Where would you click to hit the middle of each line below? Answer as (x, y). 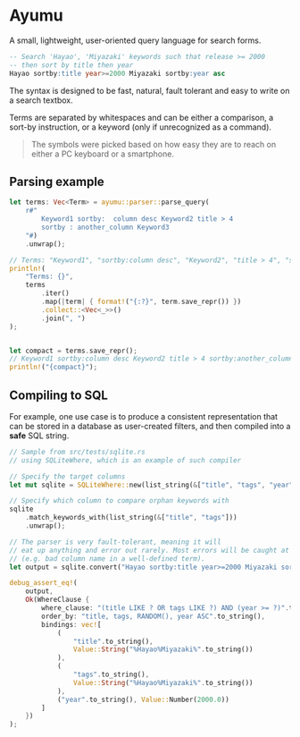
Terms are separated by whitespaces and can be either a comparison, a (142, 117)
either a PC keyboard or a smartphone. (102, 154)
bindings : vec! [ (71, 624)
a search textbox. (41, 100)
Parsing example (57, 181)
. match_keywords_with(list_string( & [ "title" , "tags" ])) (132, 518)
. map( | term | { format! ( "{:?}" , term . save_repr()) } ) (142, 301)
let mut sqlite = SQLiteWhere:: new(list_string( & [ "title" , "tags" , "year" (151, 485)
